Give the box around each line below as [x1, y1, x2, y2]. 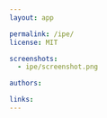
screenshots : [9, 54, 58, 63]
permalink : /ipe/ [9, 29, 75, 39]
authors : [9, 78, 42, 88]
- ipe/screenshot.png [17, 62, 99, 72]
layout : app [9, 13, 54, 23]
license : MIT [9, 38, 58, 47]
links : [9, 95, 34, 104]
